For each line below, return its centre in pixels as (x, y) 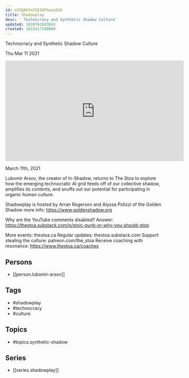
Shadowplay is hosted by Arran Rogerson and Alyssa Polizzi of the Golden (83, 204)
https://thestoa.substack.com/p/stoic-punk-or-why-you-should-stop (77, 225)
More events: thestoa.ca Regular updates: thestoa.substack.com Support (82, 235)
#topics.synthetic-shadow (40, 342)
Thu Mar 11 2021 (22, 54)
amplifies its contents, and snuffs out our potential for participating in (78, 189)
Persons (19, 262)
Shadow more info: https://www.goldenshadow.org (59, 210)
